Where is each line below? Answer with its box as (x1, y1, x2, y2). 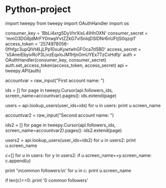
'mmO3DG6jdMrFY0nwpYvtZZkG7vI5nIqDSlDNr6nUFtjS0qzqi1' (5, 35, 137, 41)
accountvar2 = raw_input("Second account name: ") (5, 112, 115, 118)
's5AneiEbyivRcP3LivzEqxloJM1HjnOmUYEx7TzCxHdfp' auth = (5, 52, 137, 58)
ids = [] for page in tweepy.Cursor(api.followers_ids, (5, 87, 114, 93)
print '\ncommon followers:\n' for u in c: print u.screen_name (5, 167, 131, 173)
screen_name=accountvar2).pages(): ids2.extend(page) (5, 127, 122, 133)
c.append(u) (5, 158, 31, 164)
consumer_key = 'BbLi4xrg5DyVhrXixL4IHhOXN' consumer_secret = (5, 30, 148, 36)
